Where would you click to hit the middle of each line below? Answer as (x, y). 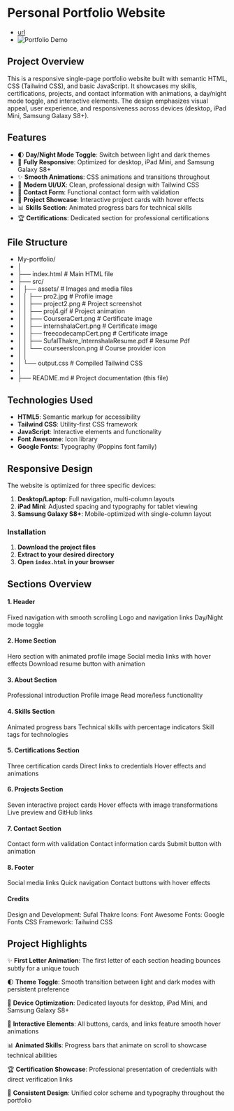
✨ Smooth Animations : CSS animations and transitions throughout (114, 177)
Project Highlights (47, 944)
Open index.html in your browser (66, 562)
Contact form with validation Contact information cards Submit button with (114, 844)
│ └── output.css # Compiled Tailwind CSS (80, 363)
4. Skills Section (31, 711)
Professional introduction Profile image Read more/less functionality (105, 695)
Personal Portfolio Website (86, 13)
